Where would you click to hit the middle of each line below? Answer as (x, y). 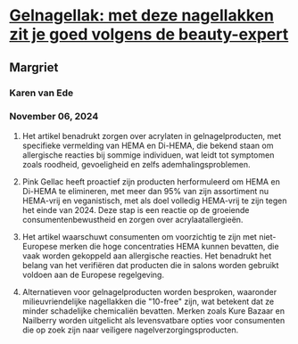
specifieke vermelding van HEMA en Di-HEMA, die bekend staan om (148, 145)
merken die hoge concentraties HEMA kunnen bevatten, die (169, 246)
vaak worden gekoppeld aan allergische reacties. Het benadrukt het (147, 256)
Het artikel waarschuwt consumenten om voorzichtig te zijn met (139, 236)
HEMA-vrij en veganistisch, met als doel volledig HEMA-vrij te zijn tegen (154, 201)
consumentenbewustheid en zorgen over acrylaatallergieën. (132, 219)
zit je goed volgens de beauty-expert (149, 34)
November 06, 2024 (54, 117)
